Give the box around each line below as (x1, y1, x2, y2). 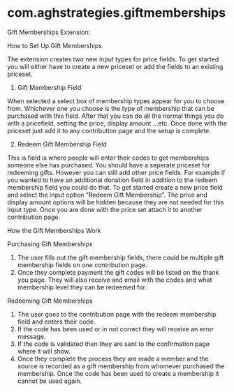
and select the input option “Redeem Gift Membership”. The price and (7, 190, 207, 199)
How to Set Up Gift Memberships (7, 41, 103, 50)
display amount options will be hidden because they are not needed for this (7, 197, 224, 206)
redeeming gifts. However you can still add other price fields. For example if (7, 168, 226, 176)
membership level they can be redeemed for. (17, 282, 147, 291)
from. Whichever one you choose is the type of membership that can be (7, 104, 214, 112)
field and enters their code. (17, 317, 96, 326)
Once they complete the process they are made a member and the (17, 354, 210, 363)
